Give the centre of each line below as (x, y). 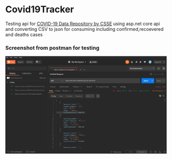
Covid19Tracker (40, 9)
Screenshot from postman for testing (52, 48)
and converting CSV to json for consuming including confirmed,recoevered (84, 29)
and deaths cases (24, 34)
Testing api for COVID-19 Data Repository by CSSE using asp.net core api (83, 24)
